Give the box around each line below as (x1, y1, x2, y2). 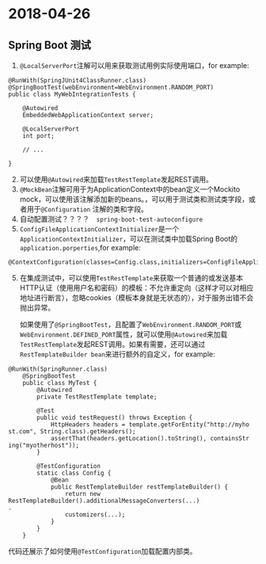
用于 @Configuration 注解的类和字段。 (26, 204, 148, 214)
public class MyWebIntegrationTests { (8, 90, 136, 98)
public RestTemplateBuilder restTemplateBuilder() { (50, 483, 228, 491)
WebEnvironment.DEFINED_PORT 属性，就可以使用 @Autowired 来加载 (19, 330, 228, 339)
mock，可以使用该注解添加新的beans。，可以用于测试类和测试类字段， (19, 195, 249, 204)
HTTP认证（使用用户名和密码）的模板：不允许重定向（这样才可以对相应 (19, 283, 254, 292)
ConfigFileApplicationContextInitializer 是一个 (19, 224, 180, 234)
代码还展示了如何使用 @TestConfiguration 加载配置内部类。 (8, 547, 197, 555)
